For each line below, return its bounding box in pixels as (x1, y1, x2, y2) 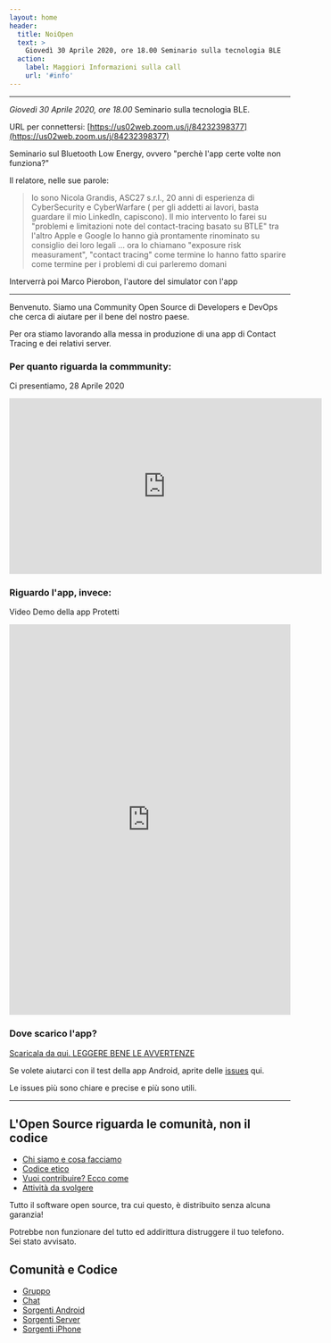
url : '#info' (25, 71, 74, 80)
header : (9, 21, 38, 30)
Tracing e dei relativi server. (9, 338, 112, 348)
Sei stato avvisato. (9, 1236, 78, 1247)
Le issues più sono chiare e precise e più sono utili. (9, 1082, 197, 1093)
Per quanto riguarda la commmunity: (9, 360, 172, 372)
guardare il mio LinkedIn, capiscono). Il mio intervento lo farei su (30, 211, 268, 221)
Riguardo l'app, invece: (9, 586, 112, 598)
